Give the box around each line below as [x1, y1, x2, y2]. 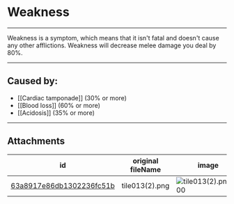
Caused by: [7, 75, 58, 87]
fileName [130, 164, 162, 174]
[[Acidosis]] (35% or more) [17, 109, 95, 117]
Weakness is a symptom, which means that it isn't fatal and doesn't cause [7, 33, 219, 42]
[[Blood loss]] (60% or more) [17, 101, 101, 109]
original [132, 156, 159, 166]
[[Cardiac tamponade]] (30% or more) [17, 93, 127, 102]
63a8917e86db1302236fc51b [10, 180, 115, 190]
